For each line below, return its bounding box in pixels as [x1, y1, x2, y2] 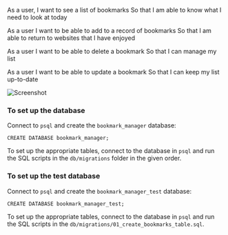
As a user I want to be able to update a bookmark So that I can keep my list [7, 68, 220, 76]
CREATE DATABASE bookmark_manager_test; [7, 200, 125, 207]
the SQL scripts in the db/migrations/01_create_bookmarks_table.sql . [7, 220, 205, 228]
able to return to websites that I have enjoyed [7, 34, 136, 42]
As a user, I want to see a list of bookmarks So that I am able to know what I [7, 6, 222, 14]
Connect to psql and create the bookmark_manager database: [7, 121, 177, 130]
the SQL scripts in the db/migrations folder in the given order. [7, 154, 182, 163]
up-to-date [7, 75, 39, 83]
